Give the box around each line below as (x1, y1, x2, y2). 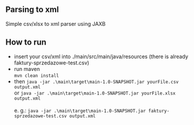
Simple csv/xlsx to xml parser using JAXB (5, 20, 106, 27)
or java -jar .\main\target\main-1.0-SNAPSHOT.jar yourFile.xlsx (13, 89, 176, 96)
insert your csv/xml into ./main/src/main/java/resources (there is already (13, 53, 189, 60)
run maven (13, 65, 40, 72)
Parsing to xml (5, 5, 59, 15)
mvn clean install (13, 73, 59, 79)
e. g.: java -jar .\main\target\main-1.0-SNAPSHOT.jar (13, 107, 146, 114)
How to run (5, 38, 47, 48)
